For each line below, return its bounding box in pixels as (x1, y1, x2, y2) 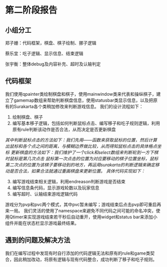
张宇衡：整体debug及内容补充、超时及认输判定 (5, 61, 101, 67)
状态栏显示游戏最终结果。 (26, 220, 79, 226)
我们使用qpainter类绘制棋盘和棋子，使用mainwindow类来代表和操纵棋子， (5, 91, 157, 97)
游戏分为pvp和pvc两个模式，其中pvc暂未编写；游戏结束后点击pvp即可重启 (5, 201, 157, 207)
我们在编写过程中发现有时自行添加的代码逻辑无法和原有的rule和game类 (5, 250, 150, 256)
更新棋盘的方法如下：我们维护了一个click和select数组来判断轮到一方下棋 (10, 149, 159, 155)
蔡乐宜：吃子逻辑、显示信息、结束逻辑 (5, 51, 83, 56)
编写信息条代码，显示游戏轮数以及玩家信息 (12, 185, 100, 191)
